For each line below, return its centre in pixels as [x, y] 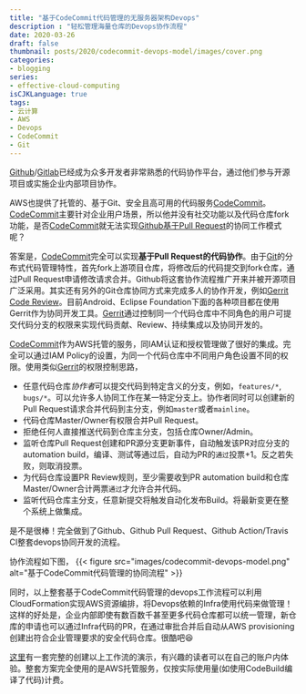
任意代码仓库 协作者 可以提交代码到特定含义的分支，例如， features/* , [152, 386]
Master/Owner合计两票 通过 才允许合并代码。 [104, 488]
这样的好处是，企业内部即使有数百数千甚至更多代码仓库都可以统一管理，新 [149, 615]
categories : [32, 60]
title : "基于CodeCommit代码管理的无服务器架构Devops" [105, 18]
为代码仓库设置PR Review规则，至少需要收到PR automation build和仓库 [156, 477]
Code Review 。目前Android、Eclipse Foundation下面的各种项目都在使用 [144, 301]
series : [24, 77]
